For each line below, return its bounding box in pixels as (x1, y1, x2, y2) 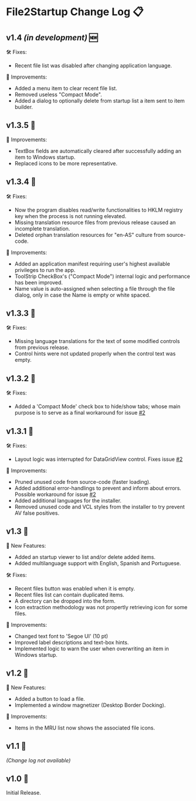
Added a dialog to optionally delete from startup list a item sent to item (14, 97, 185, 104)
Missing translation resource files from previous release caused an (14, 219, 176, 226)
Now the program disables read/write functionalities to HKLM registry (14, 206, 183, 213)
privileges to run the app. (14, 266, 76, 273)
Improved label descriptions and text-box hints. (14, 639, 129, 646)
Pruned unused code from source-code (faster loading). (14, 478, 151, 486)
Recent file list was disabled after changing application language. (14, 62, 172, 69)
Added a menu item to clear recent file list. (14, 85, 117, 91)
